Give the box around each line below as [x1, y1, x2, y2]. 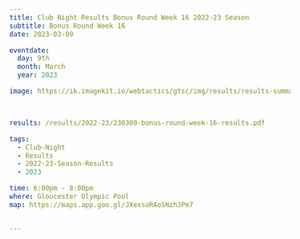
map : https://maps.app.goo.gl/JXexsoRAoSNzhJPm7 [9, 200, 194, 210]
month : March [17, 62, 66, 71]
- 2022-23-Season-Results [17, 160, 114, 169]
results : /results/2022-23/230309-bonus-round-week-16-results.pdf [9, 118, 266, 128]
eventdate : [9, 45, 50, 54]
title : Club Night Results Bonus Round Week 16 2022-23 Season [9, 12, 250, 22]
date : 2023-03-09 [9, 29, 74, 38]
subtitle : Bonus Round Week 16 [9, 21, 126, 30]
